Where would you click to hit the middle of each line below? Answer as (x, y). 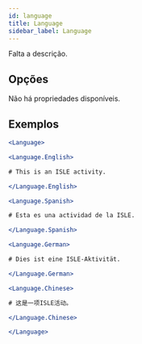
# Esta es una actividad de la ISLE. (72, 216)
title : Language (35, 23)
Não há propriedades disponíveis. (65, 99)
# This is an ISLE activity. (57, 172)
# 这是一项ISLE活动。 (40, 303)
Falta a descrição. (38, 54)
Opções (28, 79)
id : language (30, 16)
